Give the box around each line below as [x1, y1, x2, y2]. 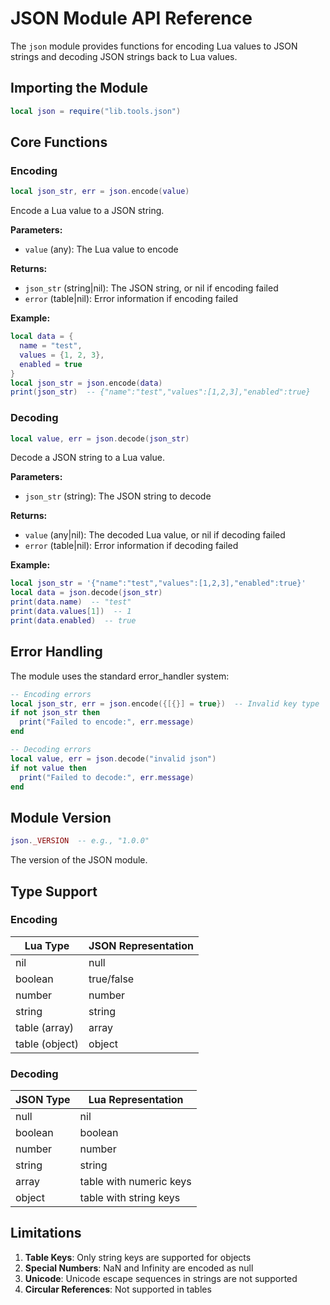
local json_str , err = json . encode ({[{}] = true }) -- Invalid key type [10, 698, 320, 709]
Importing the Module [10, 80, 149, 97]
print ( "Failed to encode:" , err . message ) [19, 717, 195, 727]
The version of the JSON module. [10, 854, 148, 866]
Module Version [10, 809, 112, 826]
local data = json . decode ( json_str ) [10, 588, 163, 598]
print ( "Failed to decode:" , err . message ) [19, 772, 195, 782]
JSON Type [15, 1093, 71, 1107]
